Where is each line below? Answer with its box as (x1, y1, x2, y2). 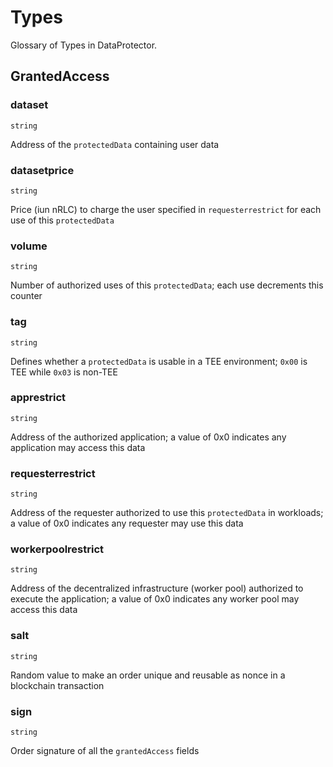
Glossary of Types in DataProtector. (10, 39, 158, 51)
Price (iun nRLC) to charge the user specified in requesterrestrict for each (10, 203, 322, 215)
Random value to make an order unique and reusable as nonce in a (10, 669, 286, 681)
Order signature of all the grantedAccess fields (10, 745, 200, 756)
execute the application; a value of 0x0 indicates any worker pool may (10, 593, 300, 605)
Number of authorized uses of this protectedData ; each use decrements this (10, 279, 324, 291)
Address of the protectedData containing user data (10, 138, 220, 150)
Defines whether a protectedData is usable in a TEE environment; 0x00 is (10, 355, 308, 367)
